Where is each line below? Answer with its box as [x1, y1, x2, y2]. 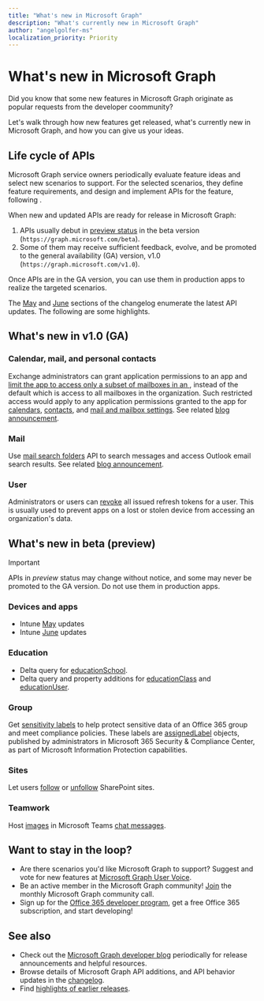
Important [8, 558, 40, 568]
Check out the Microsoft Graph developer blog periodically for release [19, 950, 248, 960]
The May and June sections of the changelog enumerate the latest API [8, 298, 238, 308]
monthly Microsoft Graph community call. [19, 890, 155, 899]
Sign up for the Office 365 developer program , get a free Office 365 [19, 898, 240, 908]
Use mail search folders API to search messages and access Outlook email [8, 451, 251, 460]
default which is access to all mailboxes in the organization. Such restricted [8, 388, 253, 398]
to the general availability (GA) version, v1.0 [19, 251, 161, 260]
